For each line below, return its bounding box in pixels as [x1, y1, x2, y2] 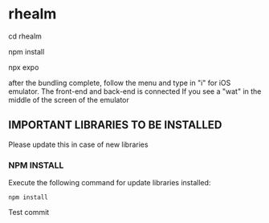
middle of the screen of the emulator [8, 95, 130, 104]
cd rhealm [8, 31, 43, 41]
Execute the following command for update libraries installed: [8, 178, 211, 188]
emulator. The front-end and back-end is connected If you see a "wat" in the [8, 86, 262, 96]
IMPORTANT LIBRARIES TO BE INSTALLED [8, 118, 222, 132]
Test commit [8, 208, 50, 217]
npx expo [8, 62, 39, 72]
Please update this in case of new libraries [8, 140, 149, 149]
